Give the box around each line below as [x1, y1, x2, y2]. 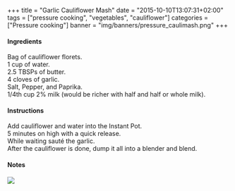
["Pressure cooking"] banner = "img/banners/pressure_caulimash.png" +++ [7, 21, 228, 29]
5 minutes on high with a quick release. [7, 130, 121, 138]
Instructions [7, 106, 44, 115]
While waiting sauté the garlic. [7, 137, 95, 145]
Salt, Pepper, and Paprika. [7, 82, 83, 91]
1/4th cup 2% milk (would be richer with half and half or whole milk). [7, 90, 206, 99]
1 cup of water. [7, 60, 51, 69]
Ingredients [7, 37, 42, 45]
